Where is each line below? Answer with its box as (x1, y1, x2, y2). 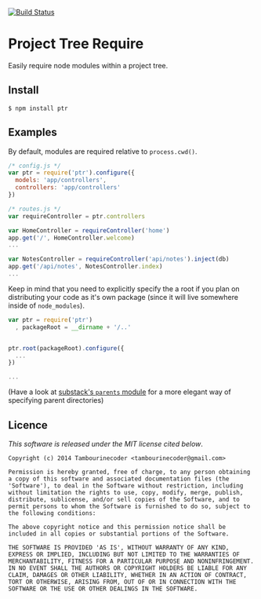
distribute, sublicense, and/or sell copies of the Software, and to (8, 495, 241, 503)
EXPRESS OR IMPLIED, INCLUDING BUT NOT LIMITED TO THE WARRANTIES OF (8, 550, 241, 558)
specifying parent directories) (8, 396, 104, 405)
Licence (8, 418, 49, 432)
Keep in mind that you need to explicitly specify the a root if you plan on (8, 283, 241, 294)
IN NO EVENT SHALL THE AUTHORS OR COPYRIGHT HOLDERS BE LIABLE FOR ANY (8, 564, 247, 572)
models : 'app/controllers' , (15, 177, 107, 184)
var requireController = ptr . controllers (8, 212, 146, 220)
